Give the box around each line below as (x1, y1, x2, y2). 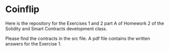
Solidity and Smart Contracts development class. (5, 25, 108, 31)
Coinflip (5, 4, 40, 15)
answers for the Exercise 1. (5, 40, 62, 46)
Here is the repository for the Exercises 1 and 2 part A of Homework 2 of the (5, 20, 164, 26)
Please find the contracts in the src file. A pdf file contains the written (5, 35, 151, 41)
